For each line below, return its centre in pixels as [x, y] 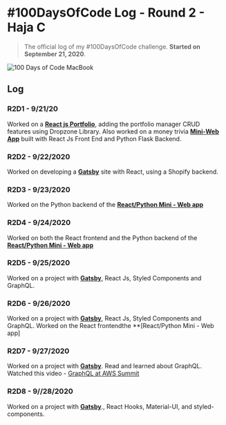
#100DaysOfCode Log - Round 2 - [106, 13]
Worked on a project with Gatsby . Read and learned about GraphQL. [105, 366]
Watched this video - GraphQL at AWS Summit [73, 373]
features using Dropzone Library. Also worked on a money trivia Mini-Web [113, 131]
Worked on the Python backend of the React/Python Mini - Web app [105, 205]
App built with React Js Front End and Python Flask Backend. [94, 138]
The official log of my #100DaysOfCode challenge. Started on [112, 46]
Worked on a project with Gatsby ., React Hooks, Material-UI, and [100, 406]
